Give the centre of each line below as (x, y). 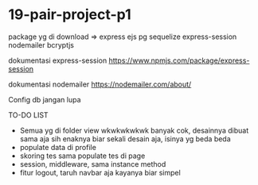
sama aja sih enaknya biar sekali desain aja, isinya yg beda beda (125, 139)
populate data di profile (58, 147)
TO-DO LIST (29, 115)
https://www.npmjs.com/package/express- (179, 60)
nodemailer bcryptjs (41, 44)
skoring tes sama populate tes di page (82, 156)
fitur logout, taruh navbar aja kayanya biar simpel (100, 172)
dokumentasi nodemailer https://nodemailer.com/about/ (100, 84)
